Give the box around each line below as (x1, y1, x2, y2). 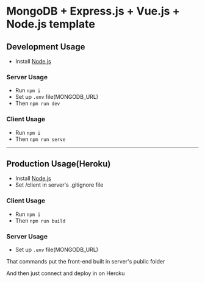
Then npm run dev (15, 99, 60, 107)
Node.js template (6, 17, 96, 31)
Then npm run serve (15, 135, 66, 143)
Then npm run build (15, 217, 66, 224)
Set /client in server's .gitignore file (15, 181, 104, 188)
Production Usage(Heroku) (6, 159, 111, 169)
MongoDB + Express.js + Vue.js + (6, 4, 180, 18)
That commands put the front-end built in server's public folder (6, 258, 165, 265)
